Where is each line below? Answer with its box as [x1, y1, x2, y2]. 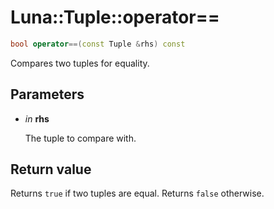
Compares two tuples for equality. [10, 57, 150, 69]
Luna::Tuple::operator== [10, 6, 220, 29]
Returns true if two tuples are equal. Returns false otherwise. [10, 187, 265, 200]
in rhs [24, 112, 50, 125]
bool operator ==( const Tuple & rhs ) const [10, 39, 186, 49]
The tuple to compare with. [24, 132, 137, 144]
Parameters [10, 86, 85, 103]
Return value [10, 161, 92, 178]
